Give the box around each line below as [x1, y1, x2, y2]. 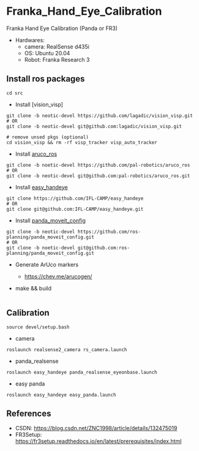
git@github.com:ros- [77, 244, 130, 251]
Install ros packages [6, 74, 85, 84]
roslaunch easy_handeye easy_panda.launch [6, 392, 116, 398]
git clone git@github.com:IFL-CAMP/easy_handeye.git [6, 206, 144, 212]
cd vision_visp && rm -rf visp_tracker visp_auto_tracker [6, 139, 157, 145]
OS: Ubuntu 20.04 [24, 49, 70, 56]
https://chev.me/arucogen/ [24, 273, 92, 280]
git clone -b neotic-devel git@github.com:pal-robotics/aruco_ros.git [6, 173, 190, 179]
